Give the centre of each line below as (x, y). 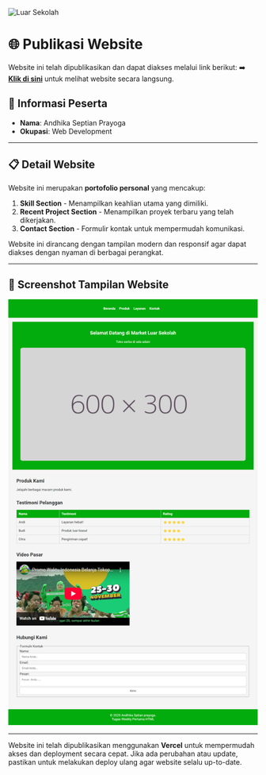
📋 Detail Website (52, 165)
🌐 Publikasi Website (76, 44)
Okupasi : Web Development (66, 131)
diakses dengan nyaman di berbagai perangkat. (86, 252)
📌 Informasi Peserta (58, 104)
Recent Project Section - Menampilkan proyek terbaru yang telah (127, 211)
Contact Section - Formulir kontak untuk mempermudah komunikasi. (132, 228)
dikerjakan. (38, 220)
